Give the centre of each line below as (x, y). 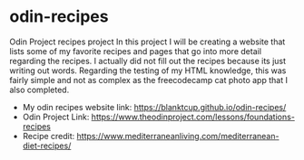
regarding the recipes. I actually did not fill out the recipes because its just (148, 61)
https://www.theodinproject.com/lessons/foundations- (193, 117)
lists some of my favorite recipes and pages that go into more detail (135, 51)
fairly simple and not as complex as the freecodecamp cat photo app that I (149, 80)
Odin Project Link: (56, 117)
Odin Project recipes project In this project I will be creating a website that (147, 42)
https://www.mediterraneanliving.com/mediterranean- (178, 136)
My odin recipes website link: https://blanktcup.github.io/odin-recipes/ (154, 107)
